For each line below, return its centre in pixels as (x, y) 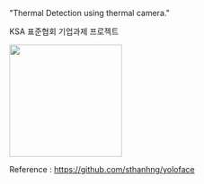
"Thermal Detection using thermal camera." (90, 13)
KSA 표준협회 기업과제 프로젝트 (64, 31)
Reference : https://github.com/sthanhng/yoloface (102, 169)
